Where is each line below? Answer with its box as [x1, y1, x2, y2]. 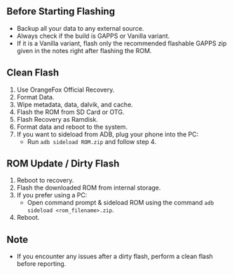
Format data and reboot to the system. [16, 122, 128, 131]
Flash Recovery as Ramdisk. [16, 115, 99, 123]
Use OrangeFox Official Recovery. [16, 85, 115, 94]
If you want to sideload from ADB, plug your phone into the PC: [16, 129, 199, 139]
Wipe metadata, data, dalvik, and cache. [16, 100, 134, 108]
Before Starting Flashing [6, 6, 116, 17]
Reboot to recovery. [16, 176, 74, 185]
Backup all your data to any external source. [16, 24, 144, 32]
